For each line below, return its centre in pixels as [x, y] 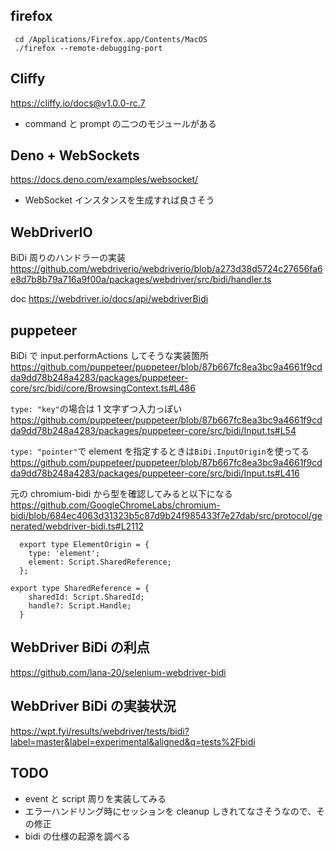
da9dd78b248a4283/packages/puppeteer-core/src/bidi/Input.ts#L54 [153, 431]
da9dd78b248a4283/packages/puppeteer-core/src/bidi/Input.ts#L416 [155, 473]
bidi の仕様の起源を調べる [77, 836]
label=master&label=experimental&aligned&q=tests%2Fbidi [133, 741]
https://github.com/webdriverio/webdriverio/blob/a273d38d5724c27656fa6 [166, 269]
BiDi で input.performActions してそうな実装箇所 [109, 356]
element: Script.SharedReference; [100, 562]
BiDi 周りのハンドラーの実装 [68, 258]
